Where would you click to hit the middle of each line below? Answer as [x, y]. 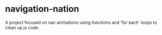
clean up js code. [22, 27]
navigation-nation [42, 9]
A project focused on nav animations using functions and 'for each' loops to [81, 22]
